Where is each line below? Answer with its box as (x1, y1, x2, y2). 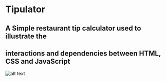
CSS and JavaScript (5, 57, 70, 66)
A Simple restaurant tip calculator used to (5, 24, 141, 33)
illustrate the (5, 32, 47, 40)
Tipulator (5, 4, 45, 15)
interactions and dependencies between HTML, (5, 49, 161, 58)
